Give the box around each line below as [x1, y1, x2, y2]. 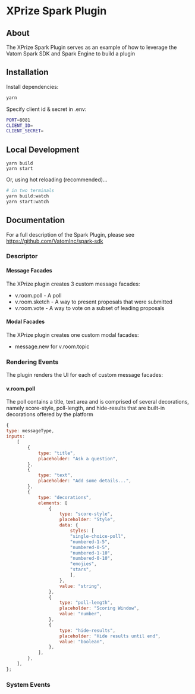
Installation [6, 67, 49, 78]
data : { [59, 522, 78, 528]
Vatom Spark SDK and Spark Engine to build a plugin [6, 50, 136, 57]
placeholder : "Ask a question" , [37, 456, 118, 461]
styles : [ [70, 528, 95, 534]
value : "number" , [59, 611, 102, 617]
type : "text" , [37, 472, 73, 478]
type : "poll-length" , [59, 600, 113, 606]
